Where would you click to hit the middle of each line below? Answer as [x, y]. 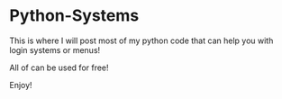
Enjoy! [21, 85]
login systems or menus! [55, 49]
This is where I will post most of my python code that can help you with [141, 40]
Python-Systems [74, 16]
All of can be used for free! [59, 67]
